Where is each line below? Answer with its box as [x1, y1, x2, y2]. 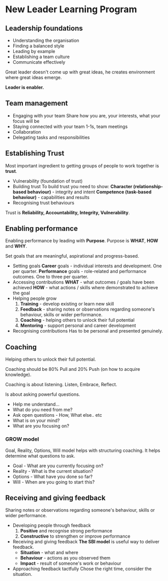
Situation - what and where [20, 549, 78, 555]
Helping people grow [12, 295, 57, 301]
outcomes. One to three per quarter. [12, 274, 89, 280]
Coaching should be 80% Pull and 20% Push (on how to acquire [5, 366, 141, 372]
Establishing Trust [5, 149, 65, 158]
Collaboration [12, 129, 41, 135]
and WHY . [5, 243, 27, 249]
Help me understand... [12, 401, 60, 408]
